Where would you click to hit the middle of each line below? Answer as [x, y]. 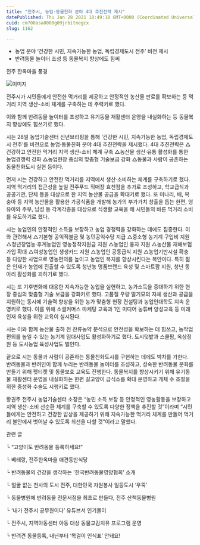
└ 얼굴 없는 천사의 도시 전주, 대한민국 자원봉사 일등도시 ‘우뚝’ [77, 485]
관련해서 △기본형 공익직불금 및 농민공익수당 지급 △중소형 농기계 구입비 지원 [101, 237]
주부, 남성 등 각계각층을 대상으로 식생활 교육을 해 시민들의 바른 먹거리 [102, 209]
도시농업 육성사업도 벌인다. [50, 344]
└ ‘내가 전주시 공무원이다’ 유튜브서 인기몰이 [56, 510]
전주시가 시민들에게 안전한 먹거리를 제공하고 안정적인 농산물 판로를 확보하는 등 [97, 97]
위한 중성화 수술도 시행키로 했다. [44, 387]
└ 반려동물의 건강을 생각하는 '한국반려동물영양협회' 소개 [71, 472]
